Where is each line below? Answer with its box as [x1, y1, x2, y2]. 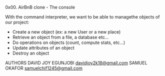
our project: [5, 19, 29, 25]
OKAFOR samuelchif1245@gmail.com [5, 65, 82, 71]
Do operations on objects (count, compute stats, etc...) [12, 39, 125, 45]
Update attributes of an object [12, 45, 75, 50]
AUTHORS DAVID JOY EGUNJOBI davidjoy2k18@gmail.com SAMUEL [5, 60, 147, 65]
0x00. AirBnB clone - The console [5, 4, 75, 10]
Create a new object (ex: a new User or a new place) [12, 29, 121, 34]
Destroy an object [12, 50, 49, 56]
